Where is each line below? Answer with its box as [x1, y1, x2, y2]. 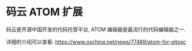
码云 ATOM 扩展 [6, 5, 83, 19]
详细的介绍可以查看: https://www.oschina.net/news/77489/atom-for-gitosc [6, 38, 186, 45]
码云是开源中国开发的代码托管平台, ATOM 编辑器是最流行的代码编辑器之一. [6, 26, 186, 33]
